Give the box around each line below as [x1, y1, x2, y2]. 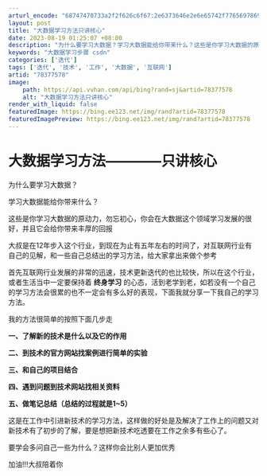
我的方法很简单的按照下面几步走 [8, 314, 113, 323]
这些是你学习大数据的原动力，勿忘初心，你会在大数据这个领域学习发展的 [8, 213, 245, 223]
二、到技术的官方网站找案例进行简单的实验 [8, 348, 148, 357]
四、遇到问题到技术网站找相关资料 [8, 381, 120, 391]
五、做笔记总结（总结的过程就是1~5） [8, 399, 133, 408]
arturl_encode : [8, 11, 59, 20]
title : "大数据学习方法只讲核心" [8, 26, 106, 34]
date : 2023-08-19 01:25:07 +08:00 [8, 33, 123, 42]
